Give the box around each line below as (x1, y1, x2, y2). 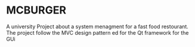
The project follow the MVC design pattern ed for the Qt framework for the (6, 29, 189, 36)
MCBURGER (6, 4, 67, 17)
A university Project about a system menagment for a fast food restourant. (6, 23, 189, 30)
